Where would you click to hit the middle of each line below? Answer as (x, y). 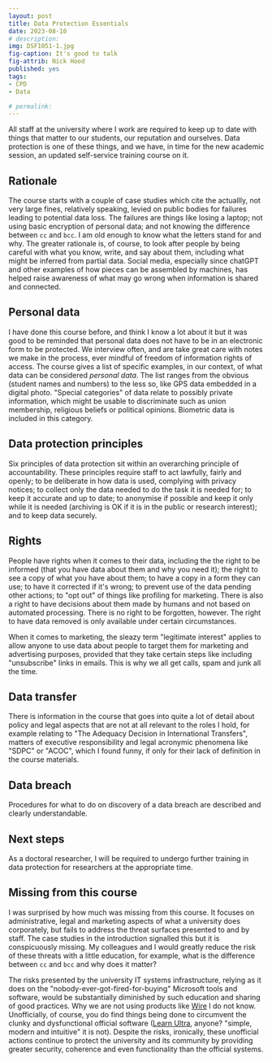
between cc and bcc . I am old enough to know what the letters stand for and (135, 235)
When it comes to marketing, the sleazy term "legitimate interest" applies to (135, 637)
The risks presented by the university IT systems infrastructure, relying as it (135, 980)
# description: (34, 39)
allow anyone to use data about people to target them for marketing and (129, 645)
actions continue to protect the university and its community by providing (131, 1040)
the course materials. (44, 760)
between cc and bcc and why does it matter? (82, 964)
